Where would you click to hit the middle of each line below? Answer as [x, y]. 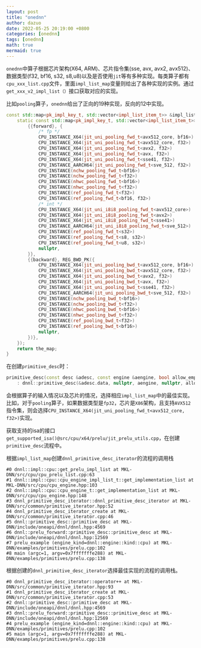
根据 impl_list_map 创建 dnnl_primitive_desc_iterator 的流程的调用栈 [90, 458]
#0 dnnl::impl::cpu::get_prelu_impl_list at [63, 470]
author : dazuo [24, 23]
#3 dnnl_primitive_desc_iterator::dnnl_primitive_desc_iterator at [92, 501]
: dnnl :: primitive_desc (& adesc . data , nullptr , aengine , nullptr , [100, 384]
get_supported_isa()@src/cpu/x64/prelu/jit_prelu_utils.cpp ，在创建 [93, 438]
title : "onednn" [26, 17]
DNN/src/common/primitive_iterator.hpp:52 [60, 506]
